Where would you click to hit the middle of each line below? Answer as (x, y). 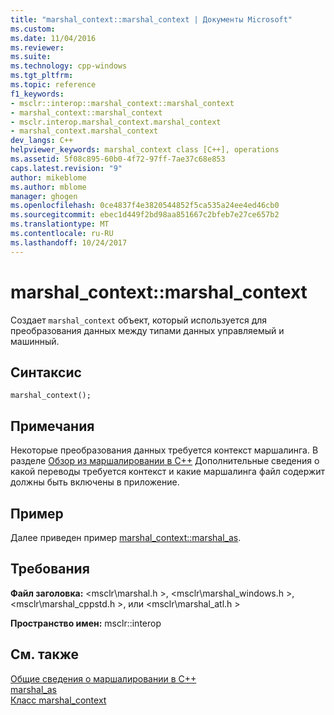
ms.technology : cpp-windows (69, 66)
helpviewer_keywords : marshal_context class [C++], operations (145, 150)
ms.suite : (31, 57)
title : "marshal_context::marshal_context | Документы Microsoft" (151, 19)
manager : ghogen (44, 196)
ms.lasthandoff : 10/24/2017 (69, 242)
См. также (45, 654)
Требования (50, 569)
